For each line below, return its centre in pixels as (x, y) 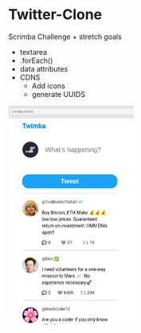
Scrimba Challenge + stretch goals (65, 37)
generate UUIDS (59, 94)
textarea (33, 52)
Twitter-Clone (55, 15)
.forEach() (36, 60)
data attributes (44, 68)
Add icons (48, 86)
